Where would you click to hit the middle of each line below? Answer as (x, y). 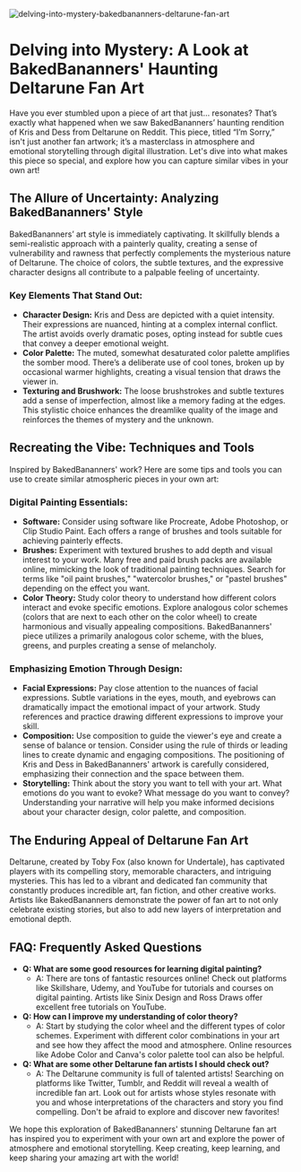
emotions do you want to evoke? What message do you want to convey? (156, 793)
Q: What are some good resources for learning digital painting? (142, 969)
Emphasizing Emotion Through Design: (96, 669)
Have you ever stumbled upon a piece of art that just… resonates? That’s (143, 113)
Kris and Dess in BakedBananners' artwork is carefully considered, (146, 764)
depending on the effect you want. (86, 588)
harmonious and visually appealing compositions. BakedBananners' (147, 627)
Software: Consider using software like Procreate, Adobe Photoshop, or (155, 522)
